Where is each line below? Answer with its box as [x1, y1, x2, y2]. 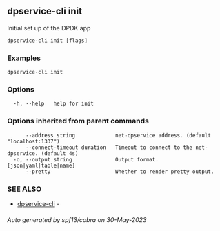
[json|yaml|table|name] [7, 162, 76, 169]
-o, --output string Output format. [13, 156, 159, 163]
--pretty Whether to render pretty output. [25, 168, 214, 175]
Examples [7, 53, 41, 63]
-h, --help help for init [13, 100, 94, 108]
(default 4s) [41, 150, 79, 157]
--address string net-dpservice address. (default [25, 132, 212, 139]
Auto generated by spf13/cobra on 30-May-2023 [7, 215, 147, 223]
